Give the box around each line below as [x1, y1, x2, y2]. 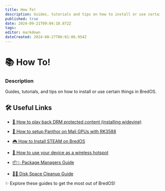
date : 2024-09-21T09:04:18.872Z [5, 21, 71, 26]
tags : [5, 26, 16, 30]
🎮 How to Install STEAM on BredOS [12, 138, 85, 144]
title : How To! [5, 7, 36, 12]
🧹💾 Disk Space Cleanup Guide [12, 171, 74, 177]
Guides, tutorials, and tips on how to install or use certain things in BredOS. [5, 89, 157, 95]
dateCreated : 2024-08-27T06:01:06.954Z [5, 35, 87, 40]
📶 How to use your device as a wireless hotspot [12, 150, 109, 156]
